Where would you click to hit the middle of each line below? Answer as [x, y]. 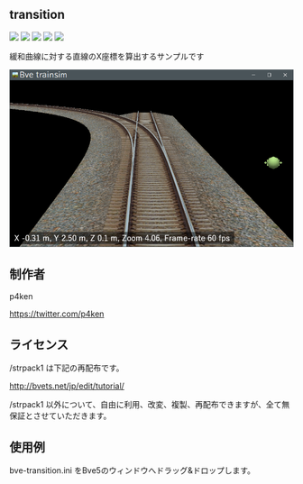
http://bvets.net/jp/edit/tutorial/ [67, 386]
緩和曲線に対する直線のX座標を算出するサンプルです [107, 56]
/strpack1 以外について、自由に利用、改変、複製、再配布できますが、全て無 [150, 405]
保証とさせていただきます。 [60, 416]
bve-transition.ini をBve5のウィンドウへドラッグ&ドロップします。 [132, 470]
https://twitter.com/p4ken [57, 314]
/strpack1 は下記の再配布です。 [67, 368]
